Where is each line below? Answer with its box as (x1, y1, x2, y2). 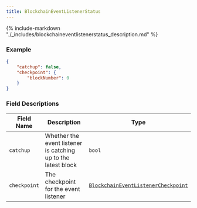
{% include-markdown (6, 25, 60, 32)
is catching (45, 147, 75, 155)
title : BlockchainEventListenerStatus (6, 8, 101, 15)
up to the (45, 154, 70, 162)
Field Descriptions (6, 100, 60, 108)
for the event (45, 185, 80, 193)
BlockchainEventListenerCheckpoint (89, 182, 188, 189)
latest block (45, 161, 77, 169)
